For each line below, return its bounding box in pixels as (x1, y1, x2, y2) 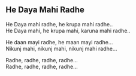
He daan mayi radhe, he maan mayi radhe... (5, 38, 113, 45)
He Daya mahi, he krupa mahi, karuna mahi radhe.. (5, 27, 131, 34)
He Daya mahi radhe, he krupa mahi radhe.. (5, 20, 113, 28)
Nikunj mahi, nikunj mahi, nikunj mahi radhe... (5, 45, 117, 52)
